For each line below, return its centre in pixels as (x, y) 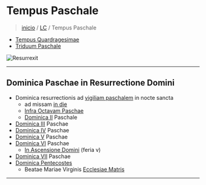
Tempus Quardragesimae (47, 39)
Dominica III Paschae (42, 124)
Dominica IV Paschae (42, 130)
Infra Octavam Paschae (54, 110)
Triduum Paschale (38, 46)
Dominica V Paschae (41, 137)
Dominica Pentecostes (44, 162)
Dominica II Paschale (51, 117)
